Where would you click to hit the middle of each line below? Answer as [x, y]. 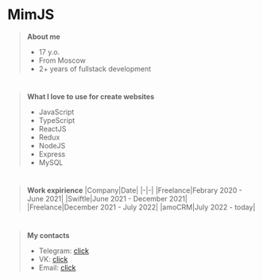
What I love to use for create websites [91, 97]
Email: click [57, 267]
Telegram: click [64, 251]
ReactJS [52, 129]
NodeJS [52, 146]
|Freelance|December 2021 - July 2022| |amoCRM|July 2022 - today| [141, 207]
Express [52, 154]
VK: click [53, 259]
